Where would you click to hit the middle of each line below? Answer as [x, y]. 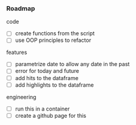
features [17, 52]
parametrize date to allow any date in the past [72, 64]
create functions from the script [55, 33]
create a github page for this [51, 115]
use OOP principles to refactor [53, 40]
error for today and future [47, 71]
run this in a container [42, 109]
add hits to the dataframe [47, 78]
